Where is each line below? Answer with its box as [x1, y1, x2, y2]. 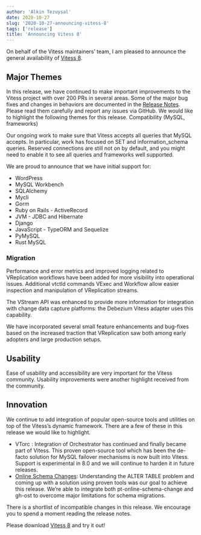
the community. [6, 382, 45, 390]
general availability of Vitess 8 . [6, 54, 83, 62]
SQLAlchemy [14, 187, 48, 194]
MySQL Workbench [14, 181, 64, 188]
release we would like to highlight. [6, 429, 91, 436]
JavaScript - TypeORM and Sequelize [14, 225, 109, 233]
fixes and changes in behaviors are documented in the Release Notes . [6, 100, 180, 108]
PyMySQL [14, 232, 40, 239]
